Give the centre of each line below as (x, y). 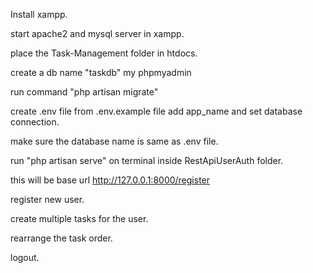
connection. (35, 122)
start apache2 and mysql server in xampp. (97, 33)
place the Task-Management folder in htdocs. (104, 53)
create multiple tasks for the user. (79, 218)
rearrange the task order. (61, 238)
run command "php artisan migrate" (84, 92)
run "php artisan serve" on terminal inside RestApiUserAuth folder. (147, 160)
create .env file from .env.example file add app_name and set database (156, 111)
